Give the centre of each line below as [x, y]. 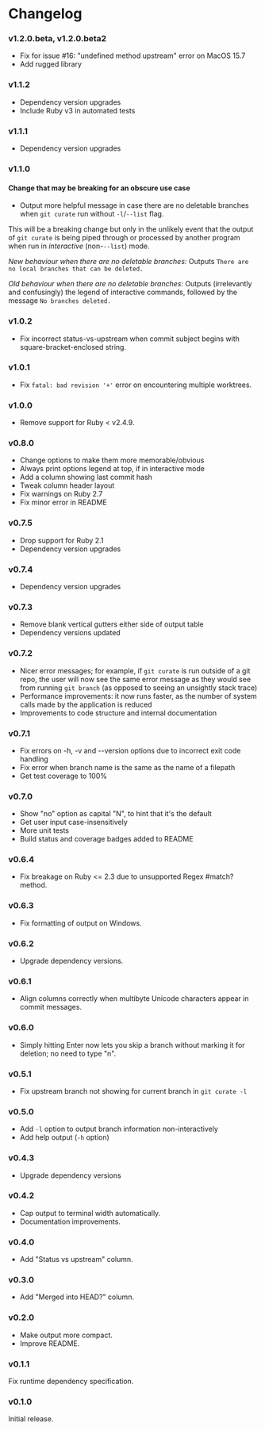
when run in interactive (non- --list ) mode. [79, 246]
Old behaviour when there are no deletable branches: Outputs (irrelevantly [130, 284]
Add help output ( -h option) [64, 1137]
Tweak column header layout [67, 485]
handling [34, 759]
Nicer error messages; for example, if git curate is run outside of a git [135, 670]
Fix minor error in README [63, 502]
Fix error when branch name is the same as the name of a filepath [127, 767]
